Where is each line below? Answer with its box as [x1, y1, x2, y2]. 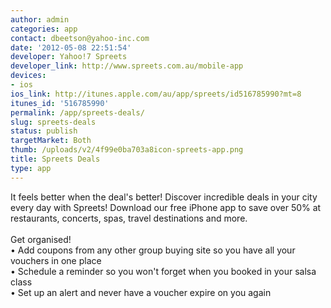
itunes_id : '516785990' [10, 98, 110, 108]
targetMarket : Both [10, 136, 92, 146]
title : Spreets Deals [10, 154, 101, 164]
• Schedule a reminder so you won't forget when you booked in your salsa [10, 265, 317, 277]
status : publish [10, 126, 78, 136]
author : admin [10, 14, 70, 25]
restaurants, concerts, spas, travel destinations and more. [10, 212, 248, 224]
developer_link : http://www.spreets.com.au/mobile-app [10, 61, 244, 71]
